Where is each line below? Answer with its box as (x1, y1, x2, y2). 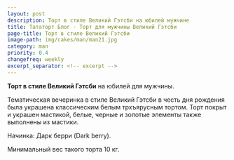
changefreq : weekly (7, 56, 64, 63)
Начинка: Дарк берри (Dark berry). (7, 131, 111, 140)
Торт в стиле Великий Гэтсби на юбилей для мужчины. (7, 81, 174, 90)
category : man (7, 43, 49, 50)
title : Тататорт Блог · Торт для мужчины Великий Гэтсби (7, 23, 177, 30)
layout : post (7, 10, 46, 18)
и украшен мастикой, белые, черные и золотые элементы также (7, 110, 202, 119)
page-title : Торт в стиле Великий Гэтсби (7, 29, 130, 37)
